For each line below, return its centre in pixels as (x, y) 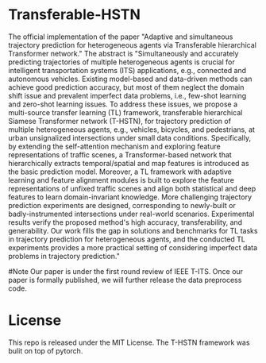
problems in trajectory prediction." (64, 256)
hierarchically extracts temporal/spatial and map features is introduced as (129, 163)
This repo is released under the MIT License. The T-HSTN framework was (129, 342)
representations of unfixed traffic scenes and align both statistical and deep (132, 188)
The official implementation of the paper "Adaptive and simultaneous (121, 37)
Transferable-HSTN (75, 15)
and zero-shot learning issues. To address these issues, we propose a (123, 104)
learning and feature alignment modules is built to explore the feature (121, 180)
